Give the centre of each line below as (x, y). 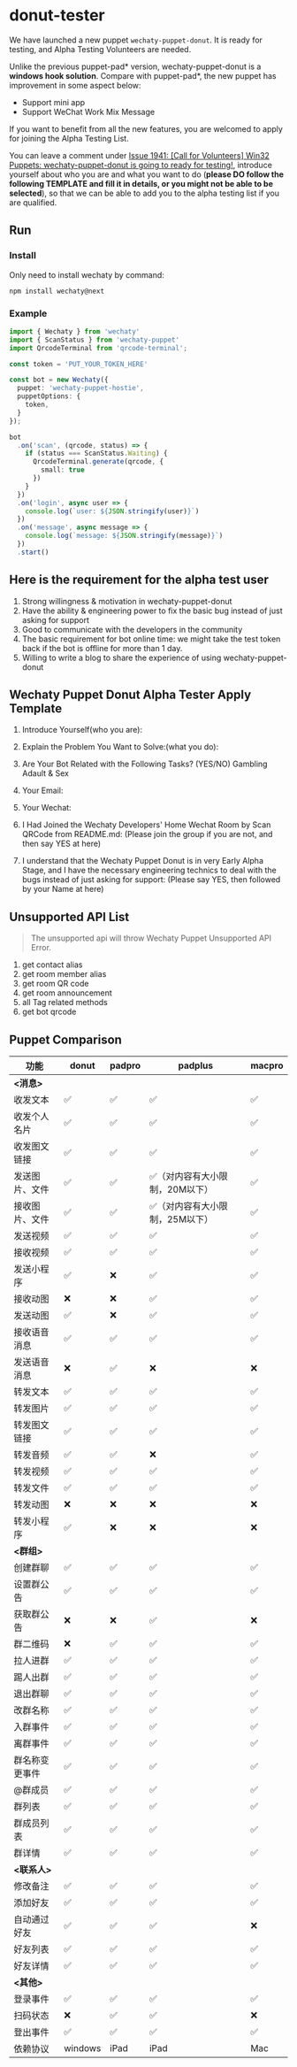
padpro (126, 1065)
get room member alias (64, 974)
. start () (33, 552)
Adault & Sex (45, 773)
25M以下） (190, 1219)
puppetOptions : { (49, 396)
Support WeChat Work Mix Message (88, 111)
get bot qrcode (49, 1012)
